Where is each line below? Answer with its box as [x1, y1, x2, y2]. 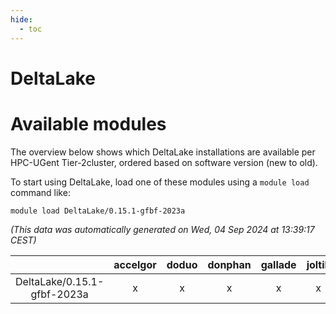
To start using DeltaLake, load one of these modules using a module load [10, 176, 310, 188]
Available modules [10, 112, 167, 135]
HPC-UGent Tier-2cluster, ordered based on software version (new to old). [10, 156, 318, 168]
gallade [260, 257, 297, 271]
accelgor [113, 257, 157, 271]
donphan [207, 257, 252, 271]
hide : [10, 14, 33, 25]
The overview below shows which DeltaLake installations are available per [10, 146, 316, 158]
